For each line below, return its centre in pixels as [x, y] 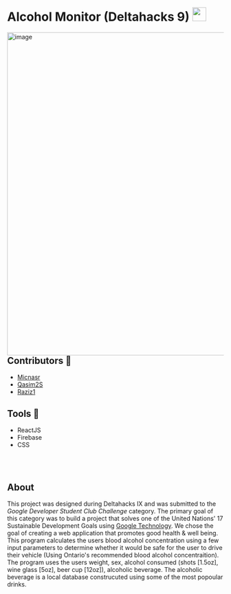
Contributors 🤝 [40, 361]
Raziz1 [26, 392]
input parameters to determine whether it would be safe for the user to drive [115, 547]
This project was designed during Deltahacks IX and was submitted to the [112, 504]
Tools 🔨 [23, 413]
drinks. [17, 584]
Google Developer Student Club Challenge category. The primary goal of [110, 511]
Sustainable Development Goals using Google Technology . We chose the [110, 525]
